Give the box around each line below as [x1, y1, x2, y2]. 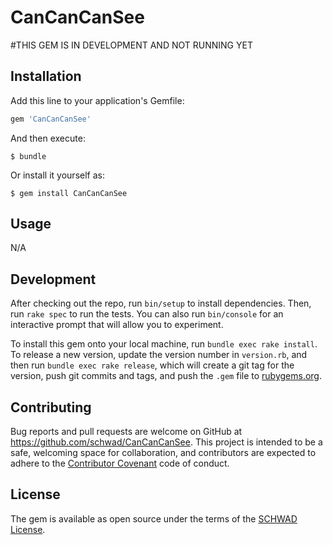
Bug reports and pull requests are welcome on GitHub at [10, 426, 243, 438]
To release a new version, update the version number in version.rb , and [10, 349, 308, 361]
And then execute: [10, 132, 86, 144]
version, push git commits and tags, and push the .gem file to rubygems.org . [10, 370, 323, 382]
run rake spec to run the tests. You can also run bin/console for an [10, 308, 284, 320]
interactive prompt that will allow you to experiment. [10, 319, 224, 331]
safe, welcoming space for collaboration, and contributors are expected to [10, 447, 317, 459]
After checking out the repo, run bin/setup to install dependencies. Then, [10, 297, 312, 310]
